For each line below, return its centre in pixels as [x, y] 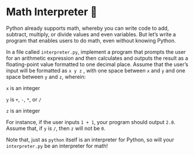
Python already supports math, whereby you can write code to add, [88, 28]
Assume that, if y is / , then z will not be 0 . [56, 128]
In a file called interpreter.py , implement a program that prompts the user [96, 51]
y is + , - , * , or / [24, 99]
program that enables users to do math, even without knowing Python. [91, 40]
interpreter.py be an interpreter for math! [57, 146]
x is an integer [23, 88]
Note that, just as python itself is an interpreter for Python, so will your [90, 139]
